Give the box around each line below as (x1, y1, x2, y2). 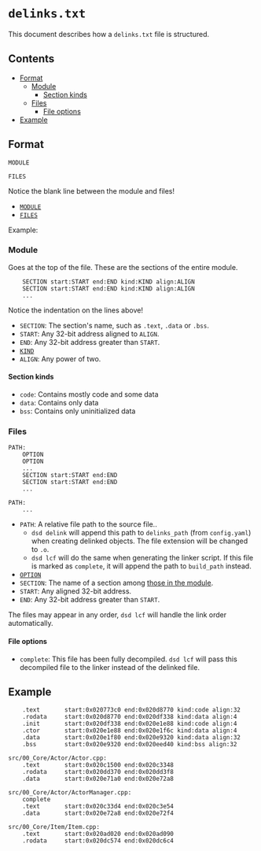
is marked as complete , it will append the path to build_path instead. (31, 561, 252, 571)
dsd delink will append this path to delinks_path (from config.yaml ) (31, 528, 252, 538)
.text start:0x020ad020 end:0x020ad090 (22, 830, 175, 838)
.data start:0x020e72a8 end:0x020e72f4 (22, 809, 175, 817)
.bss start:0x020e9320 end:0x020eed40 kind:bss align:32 (22, 741, 237, 749)
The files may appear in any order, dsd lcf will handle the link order (8, 610, 227, 620)
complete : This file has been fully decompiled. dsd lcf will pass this (19, 654, 237, 664)
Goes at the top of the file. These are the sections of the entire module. (8, 262, 238, 272)
